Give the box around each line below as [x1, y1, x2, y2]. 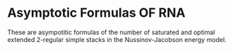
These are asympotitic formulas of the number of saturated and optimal [7, 28, 215, 36]
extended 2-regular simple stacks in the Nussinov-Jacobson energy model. [7, 35, 227, 43]
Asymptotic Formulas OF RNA [7, 5, 186, 21]
